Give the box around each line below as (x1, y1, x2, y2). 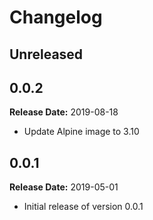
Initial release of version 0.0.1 (23, 201, 144, 213)
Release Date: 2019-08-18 (9, 106, 119, 118)
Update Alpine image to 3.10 (23, 126, 140, 138)
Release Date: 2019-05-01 (9, 181, 119, 193)
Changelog (9, 6, 103, 29)
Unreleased (9, 46, 84, 63)
